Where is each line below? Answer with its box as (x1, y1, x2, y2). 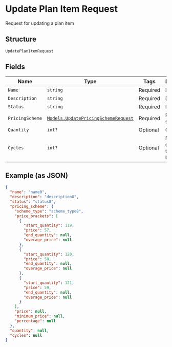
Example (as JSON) (5, 171, 68, 180)
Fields (5, 63, 26, 71)
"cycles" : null (10, 333, 42, 338)
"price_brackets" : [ (14, 214, 58, 219)
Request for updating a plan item (5, 20, 74, 26)
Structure (5, 35, 37, 44)
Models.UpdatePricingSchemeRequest (47, 115, 134, 121)
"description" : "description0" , (10, 195, 79, 200)
